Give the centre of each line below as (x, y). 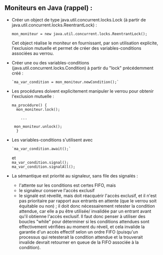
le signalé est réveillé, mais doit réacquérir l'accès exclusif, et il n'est (88, 196)
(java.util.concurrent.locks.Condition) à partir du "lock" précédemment (82, 68)
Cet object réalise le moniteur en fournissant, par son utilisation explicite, (85, 43)
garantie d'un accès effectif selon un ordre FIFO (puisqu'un (79, 232)
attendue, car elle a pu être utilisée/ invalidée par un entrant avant (85, 211)
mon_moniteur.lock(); (38, 109)
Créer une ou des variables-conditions (50, 62)
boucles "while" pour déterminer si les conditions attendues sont (84, 221)
